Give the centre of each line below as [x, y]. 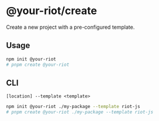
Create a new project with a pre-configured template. [70, 27]
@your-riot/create [52, 11]
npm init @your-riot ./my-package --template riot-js [73, 107]
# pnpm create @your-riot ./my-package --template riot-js [80, 112]
